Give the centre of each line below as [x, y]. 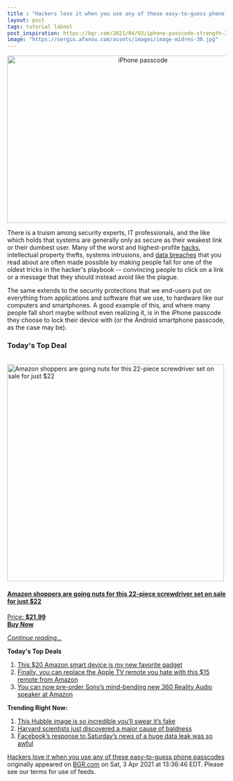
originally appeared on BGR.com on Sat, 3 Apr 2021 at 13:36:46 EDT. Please [115, 764]
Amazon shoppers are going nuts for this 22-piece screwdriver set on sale [116, 594]
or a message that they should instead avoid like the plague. [93, 277]
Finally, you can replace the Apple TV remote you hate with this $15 [113, 672]
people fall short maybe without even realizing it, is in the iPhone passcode [114, 313]
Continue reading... [35, 638]
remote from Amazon [48, 679]
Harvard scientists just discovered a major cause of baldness [104, 728]
